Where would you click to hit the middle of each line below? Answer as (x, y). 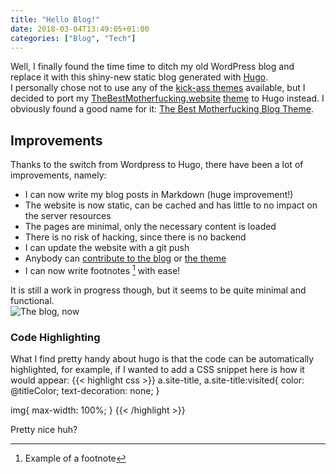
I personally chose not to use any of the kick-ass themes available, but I (158, 88)
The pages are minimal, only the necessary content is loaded (150, 227)
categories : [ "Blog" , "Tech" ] (73, 38)
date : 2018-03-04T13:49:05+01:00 (80, 29)
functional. (32, 300)
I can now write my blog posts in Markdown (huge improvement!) (159, 195)
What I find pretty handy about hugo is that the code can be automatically (162, 359)
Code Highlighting (55, 337)
